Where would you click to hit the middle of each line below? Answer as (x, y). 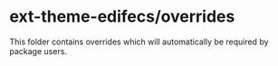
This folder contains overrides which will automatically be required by (139, 42)
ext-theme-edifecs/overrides (122, 17)
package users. (38, 51)
